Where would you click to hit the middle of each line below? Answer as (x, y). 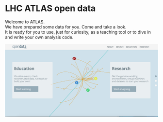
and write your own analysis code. (39, 37)
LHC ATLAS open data (50, 8)
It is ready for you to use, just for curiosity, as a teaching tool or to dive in (78, 32)
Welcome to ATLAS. (25, 22)
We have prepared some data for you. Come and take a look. (66, 27)
